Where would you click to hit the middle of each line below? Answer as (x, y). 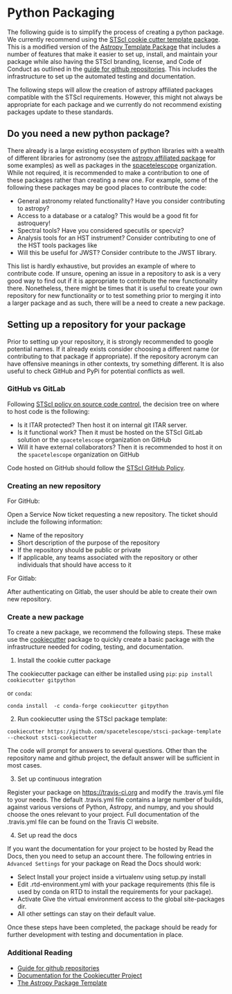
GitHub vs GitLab (36, 389)
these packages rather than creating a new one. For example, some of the (113, 180)
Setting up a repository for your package (97, 325)
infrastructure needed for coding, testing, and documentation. (96, 647)
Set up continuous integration (60, 779)
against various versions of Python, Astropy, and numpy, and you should (110, 807)
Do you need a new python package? (89, 134)
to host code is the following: (48, 411)
